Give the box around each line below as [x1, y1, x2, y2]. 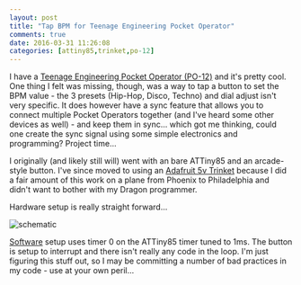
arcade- [254, 156, 285, 166]
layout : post [9, 13, 58, 22]
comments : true [9, 30, 66, 39]
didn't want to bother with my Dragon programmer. [9, 184, 198, 195]
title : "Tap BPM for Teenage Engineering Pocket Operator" [9, 22, 235, 31]
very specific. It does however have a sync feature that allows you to [9, 100, 264, 111]
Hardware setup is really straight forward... [9, 201, 168, 212]
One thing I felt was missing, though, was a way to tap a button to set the [9, 81, 279, 92]
